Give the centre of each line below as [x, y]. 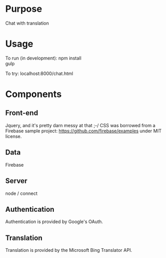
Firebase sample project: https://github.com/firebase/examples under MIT [84, 131]
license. [14, 136]
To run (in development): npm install [44, 58]
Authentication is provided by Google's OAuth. [54, 222]
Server [16, 181]
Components [34, 94]
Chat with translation [27, 23]
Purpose [24, 9]
